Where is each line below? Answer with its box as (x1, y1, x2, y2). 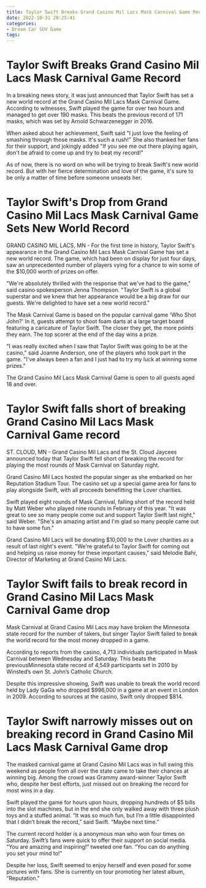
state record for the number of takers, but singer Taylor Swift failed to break (6, 630, 198, 637)
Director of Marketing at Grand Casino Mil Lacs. (6, 556, 127, 563)
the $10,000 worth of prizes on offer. (6, 268, 99, 275)
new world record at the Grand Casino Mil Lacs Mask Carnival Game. (6, 98, 181, 105)
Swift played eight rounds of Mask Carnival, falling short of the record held (6, 498, 195, 505)
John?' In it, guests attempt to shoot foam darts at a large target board (6, 318, 184, 325)
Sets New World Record (6, 221, 130, 235)
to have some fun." (6, 524, 54, 531)
